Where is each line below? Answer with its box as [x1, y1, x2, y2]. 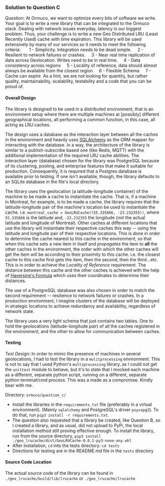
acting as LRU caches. [5, 122, 51, 128]
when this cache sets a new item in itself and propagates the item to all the [5, 241, 158, 246]
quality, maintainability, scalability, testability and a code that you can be [5, 78, 152, 84]
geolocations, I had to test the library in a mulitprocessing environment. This [5, 356, 160, 362]
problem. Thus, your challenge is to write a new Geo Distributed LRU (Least [5, 31, 159, 37]
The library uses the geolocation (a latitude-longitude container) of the [5, 188, 149, 194]
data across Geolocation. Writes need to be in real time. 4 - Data [5, 57, 140, 63]
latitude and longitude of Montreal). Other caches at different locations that [5, 220, 158, 226]
